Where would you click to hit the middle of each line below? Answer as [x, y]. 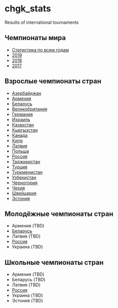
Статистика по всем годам [40, 50]
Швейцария [24, 193]
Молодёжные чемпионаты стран [59, 214]
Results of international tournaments [42, 22]
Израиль [21, 119]
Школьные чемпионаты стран [54, 262]
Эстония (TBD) [27, 301]
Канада [20, 135]
